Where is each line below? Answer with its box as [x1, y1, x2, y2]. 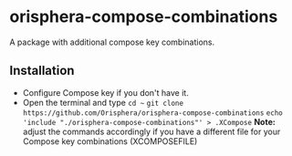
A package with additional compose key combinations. [9, 36, 215, 47]
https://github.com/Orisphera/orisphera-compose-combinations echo [22, 108, 283, 118]
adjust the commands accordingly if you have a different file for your [22, 126, 281, 137]
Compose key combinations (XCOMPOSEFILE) [22, 135, 198, 147]
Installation [9, 63, 75, 78]
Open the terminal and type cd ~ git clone [22, 97, 184, 108]
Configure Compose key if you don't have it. [22, 87, 189, 98]
